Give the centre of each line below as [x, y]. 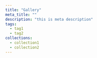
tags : [11, 24]
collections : [19, 38]
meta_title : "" [21, 15]
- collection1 [24, 43]
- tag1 [17, 29]
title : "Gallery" [23, 10]
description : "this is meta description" [49, 19]
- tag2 [17, 33]
